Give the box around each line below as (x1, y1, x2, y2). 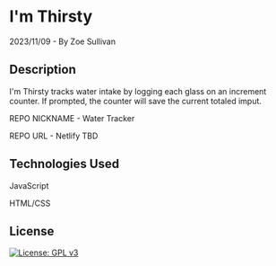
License (9, 223, 55, 239)
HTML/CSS (9, 198, 51, 208)
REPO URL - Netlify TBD (9, 130, 99, 141)
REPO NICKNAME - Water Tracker (9, 112, 135, 123)
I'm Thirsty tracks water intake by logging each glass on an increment (9, 85, 267, 96)
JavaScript (9, 180, 49, 191)
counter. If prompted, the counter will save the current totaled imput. (9, 95, 263, 106)
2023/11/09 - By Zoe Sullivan (9, 36, 116, 47)
